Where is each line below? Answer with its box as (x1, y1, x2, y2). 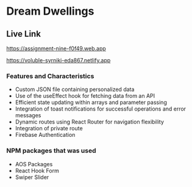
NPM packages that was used (6, 147, 96, 155)
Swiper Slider (15, 173, 49, 181)
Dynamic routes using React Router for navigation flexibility (15, 118, 165, 126)
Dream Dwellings (6, 4, 94, 18)
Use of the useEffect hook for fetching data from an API (15, 92, 155, 100)
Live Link (6, 29, 41, 39)
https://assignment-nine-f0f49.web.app (6, 45, 107, 52)
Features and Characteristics (6, 71, 94, 80)
